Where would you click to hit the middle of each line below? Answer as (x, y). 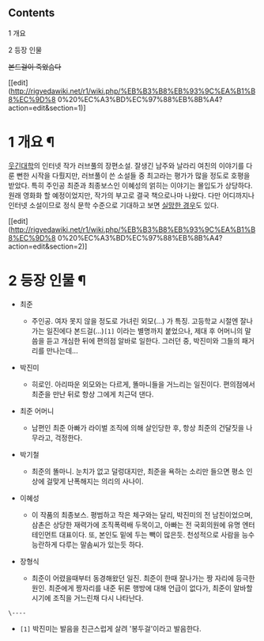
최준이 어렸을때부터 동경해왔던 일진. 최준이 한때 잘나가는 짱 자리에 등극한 (143, 578)
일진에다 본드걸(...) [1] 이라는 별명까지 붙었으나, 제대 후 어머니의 (145, 331)
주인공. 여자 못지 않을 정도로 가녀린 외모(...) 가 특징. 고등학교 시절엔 (135, 320)
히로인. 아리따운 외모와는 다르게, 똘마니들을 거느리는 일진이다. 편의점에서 (143, 384)
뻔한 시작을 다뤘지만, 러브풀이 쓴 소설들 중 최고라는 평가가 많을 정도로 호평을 (133, 175)
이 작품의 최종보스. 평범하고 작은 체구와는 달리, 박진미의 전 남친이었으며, (142, 514)
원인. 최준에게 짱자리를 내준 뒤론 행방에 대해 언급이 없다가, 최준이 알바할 (142, 588)
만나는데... (62, 351)
